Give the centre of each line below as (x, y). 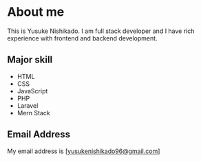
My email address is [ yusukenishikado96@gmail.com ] (84, 151)
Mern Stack (33, 113)
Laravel (28, 105)
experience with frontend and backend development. (82, 38)
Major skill (30, 60)
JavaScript (32, 91)
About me (36, 12)
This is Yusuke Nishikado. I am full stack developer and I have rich (101, 31)
